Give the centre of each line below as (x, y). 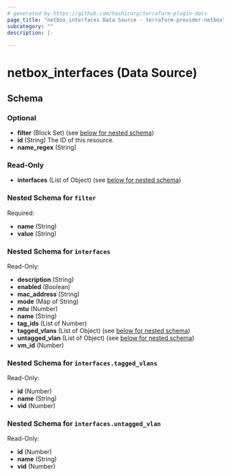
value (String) (37, 234)
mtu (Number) (37, 308)
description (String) (45, 280)
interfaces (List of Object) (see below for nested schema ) (99, 180)
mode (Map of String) (48, 301)
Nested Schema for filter (52, 198)
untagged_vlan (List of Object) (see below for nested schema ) (106, 338)
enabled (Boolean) (44, 286)
